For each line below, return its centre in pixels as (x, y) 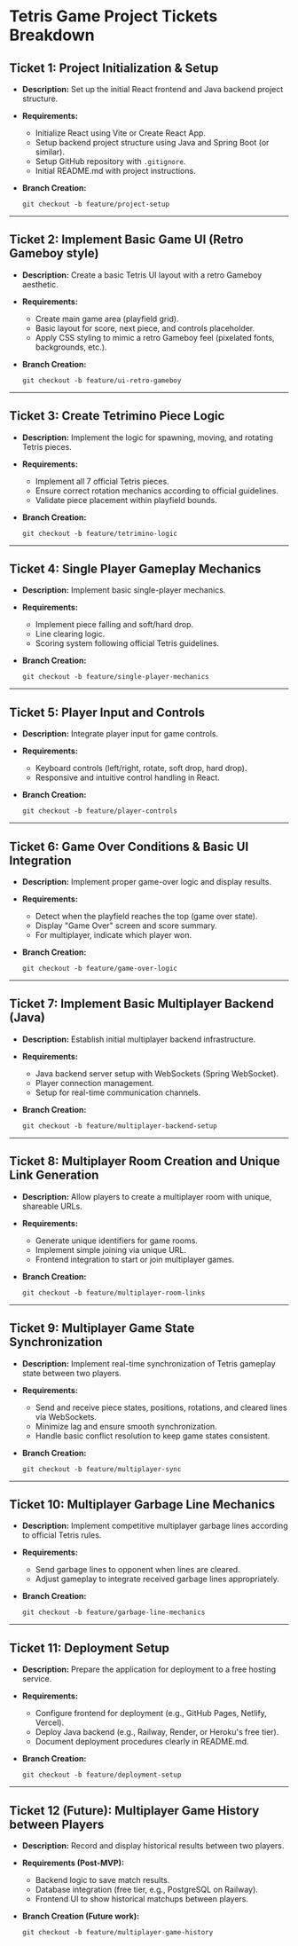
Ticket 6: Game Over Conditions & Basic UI (129, 846)
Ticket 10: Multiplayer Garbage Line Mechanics (142, 1505)
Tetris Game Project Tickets (114, 16)
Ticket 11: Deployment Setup (90, 1648)
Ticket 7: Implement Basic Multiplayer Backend (142, 1004)
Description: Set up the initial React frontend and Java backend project (153, 89)
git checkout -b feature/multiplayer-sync (102, 1469)
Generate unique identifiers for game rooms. (116, 1241)
